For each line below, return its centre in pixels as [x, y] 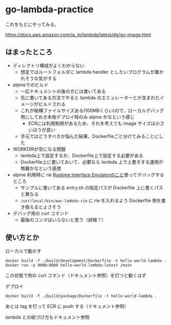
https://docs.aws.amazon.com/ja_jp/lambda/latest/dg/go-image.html [78, 34]
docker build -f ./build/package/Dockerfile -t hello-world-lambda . [81, 296]
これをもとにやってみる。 [32, 24]
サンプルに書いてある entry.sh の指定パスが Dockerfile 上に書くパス [92, 187]
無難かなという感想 [41, 168]
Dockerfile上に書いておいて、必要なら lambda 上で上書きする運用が [92, 162]
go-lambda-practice [50, 10]
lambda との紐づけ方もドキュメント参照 [47, 317]
